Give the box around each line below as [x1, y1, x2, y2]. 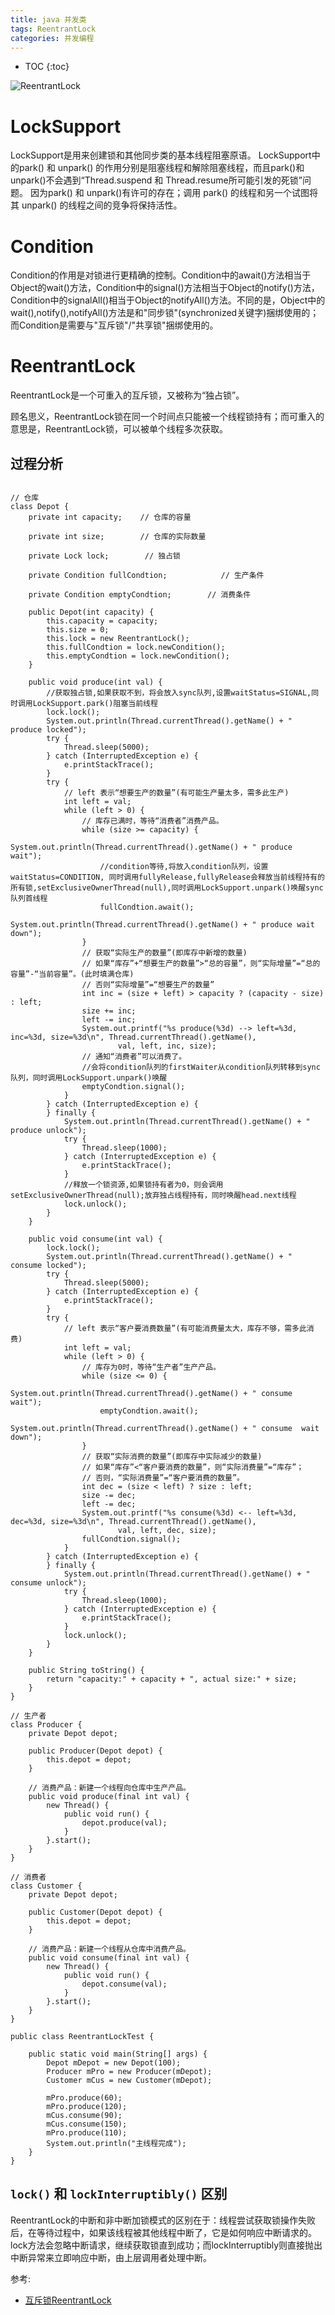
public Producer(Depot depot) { [28, 1746, 163, 1756]
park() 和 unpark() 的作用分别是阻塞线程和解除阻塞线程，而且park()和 [18, 162, 305, 174]
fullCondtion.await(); [99, 902, 195, 912]
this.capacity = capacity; [46, 616, 159, 626]
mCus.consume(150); [46, 2119, 128, 2129]
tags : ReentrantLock [10, 24, 97, 34]
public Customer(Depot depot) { [28, 1907, 163, 1917]
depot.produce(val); [81, 1818, 168, 1828]
